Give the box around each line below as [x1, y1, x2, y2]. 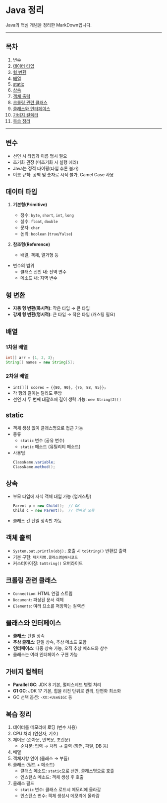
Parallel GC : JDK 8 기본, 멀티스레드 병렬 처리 [12, 682, 101, 688]
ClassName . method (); [12, 464, 56, 469]
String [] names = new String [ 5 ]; [5, 359, 75, 365]
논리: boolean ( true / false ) [20, 231, 73, 237]
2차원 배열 [5, 372, 29, 379]
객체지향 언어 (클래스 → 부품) [12, 755, 69, 762]
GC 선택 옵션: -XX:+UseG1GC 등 [12, 694, 72, 700]
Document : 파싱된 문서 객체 [12, 596, 64, 602]
